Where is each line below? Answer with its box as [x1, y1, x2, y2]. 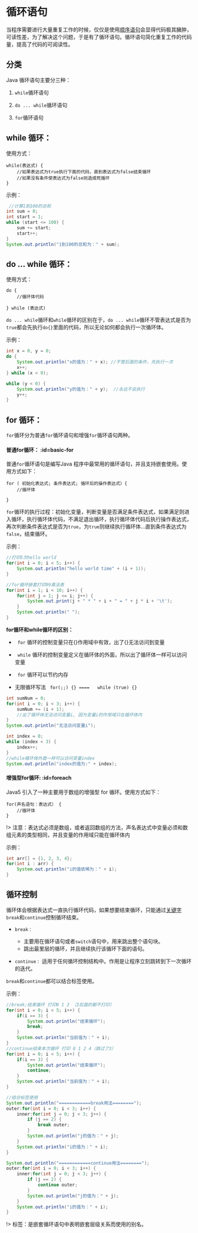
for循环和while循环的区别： [6, 626, 74, 633]
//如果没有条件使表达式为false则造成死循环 [16, 175, 110, 181]
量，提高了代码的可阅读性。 [6, 41, 74, 48]
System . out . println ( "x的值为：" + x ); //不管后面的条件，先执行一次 [16, 359, 173, 365]
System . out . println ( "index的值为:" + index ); [6, 761, 117, 767]
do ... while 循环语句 [14, 101, 68, 108]
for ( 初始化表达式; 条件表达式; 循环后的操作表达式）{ [6, 481, 128, 487]
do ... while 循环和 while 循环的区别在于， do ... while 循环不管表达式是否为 [6, 317, 192, 324]
